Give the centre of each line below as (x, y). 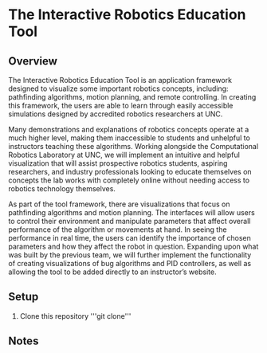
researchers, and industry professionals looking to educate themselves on (130, 172)
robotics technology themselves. (62, 188)
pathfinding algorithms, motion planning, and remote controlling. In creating (132, 97)
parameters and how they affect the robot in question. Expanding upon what (133, 246)
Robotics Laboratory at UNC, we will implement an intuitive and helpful (124, 155)
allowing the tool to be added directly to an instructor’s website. (112, 272)
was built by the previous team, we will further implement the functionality (130, 255)
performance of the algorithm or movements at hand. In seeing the (118, 229)
